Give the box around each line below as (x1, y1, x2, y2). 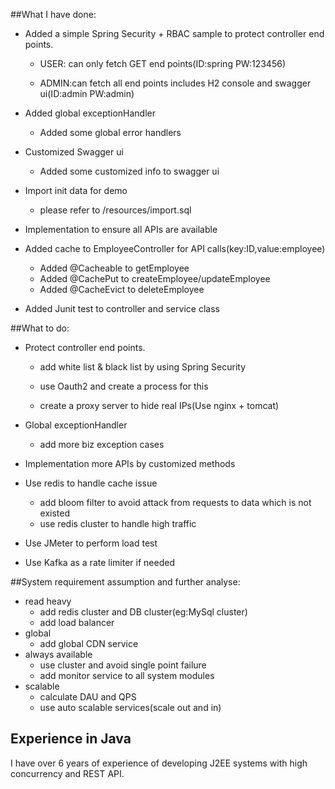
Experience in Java (10, 730, 132, 748)
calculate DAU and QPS (39, 691, 137, 703)
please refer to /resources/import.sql (39, 204, 192, 216)
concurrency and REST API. (10, 767, 125, 779)
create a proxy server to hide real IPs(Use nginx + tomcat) (39, 400, 280, 411)
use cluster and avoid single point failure (39, 659, 207, 671)
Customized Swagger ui (24, 146, 124, 158)
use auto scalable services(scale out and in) (39, 702, 222, 713)
